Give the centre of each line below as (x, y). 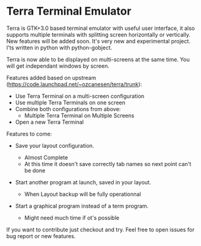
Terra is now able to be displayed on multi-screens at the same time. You (98, 59)
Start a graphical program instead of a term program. (82, 206)
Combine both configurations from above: (68, 109)
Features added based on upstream (51, 78)
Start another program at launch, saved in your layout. (83, 182)
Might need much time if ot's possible (72, 217)
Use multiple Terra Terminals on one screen (70, 103)
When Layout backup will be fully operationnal (83, 194)
